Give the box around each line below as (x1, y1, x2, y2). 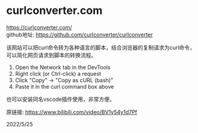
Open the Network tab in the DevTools (15, 63, 111, 70)
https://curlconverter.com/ (6, 24, 73, 31)
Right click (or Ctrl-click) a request (15, 70, 102, 77)
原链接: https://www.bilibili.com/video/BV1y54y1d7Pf (6, 108, 137, 115)
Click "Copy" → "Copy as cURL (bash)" (15, 77, 114, 84)
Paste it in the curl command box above (15, 83, 114, 90)
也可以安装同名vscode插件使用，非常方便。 (6, 95, 115, 103)
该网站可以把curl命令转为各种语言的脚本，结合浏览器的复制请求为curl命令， (6, 44, 196, 51)
